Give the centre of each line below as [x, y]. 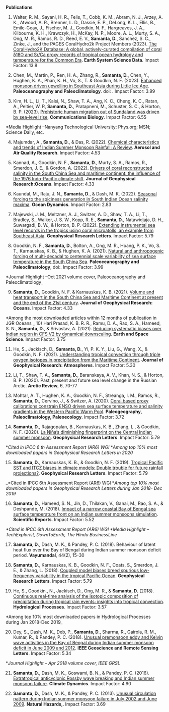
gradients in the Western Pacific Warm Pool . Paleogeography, [77, 412]
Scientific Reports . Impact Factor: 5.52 [54, 519]
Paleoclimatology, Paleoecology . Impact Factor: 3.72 [69, 417]
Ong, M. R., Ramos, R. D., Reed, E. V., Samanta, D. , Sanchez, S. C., [82, 38]
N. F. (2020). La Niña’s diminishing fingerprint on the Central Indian [82, 432]
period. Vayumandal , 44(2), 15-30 [49, 555]
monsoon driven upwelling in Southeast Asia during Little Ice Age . [81, 86]
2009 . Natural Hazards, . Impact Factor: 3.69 [59, 704]
